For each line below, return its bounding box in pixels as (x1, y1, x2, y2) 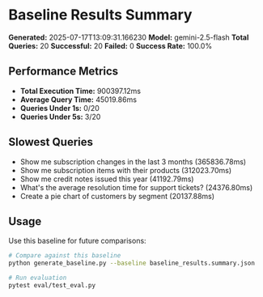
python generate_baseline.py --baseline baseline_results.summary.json (8, 259, 255, 268)
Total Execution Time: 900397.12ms (19, 86, 142, 95)
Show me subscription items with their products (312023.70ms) (19, 165, 232, 175)
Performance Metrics (8, 65, 119, 78)
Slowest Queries (8, 135, 94, 149)
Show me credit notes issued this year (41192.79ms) (19, 174, 194, 184)
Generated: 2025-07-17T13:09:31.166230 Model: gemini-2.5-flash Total (8, 32, 249, 42)
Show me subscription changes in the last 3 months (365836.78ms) (19, 156, 247, 167)
